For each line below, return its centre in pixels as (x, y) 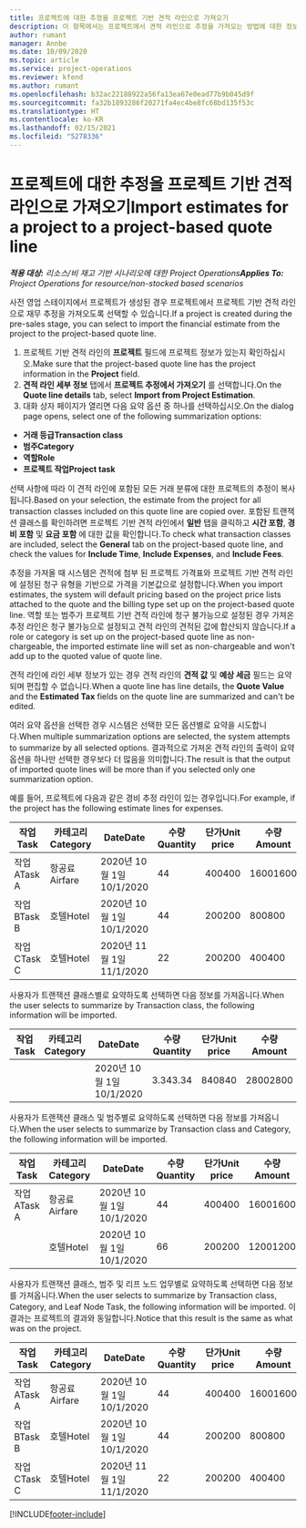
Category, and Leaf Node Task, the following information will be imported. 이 (153, 1306)
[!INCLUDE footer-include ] (58, 1513)
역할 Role (39, 458)
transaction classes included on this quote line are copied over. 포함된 (140, 511)
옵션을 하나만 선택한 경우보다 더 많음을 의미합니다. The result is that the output (150, 759)
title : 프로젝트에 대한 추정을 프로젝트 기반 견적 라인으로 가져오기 (119, 18)
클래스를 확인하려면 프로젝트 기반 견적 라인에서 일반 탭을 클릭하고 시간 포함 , (152, 522)
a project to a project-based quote (141, 227)
